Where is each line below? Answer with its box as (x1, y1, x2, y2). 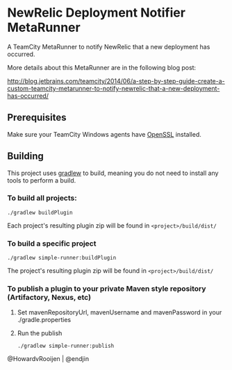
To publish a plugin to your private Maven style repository (7, 284, 206, 294)
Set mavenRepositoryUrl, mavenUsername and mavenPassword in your (17, 308, 222, 317)
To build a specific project (7, 238, 97, 248)
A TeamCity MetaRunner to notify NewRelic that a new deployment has (7, 42, 210, 51)
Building (7, 151, 44, 162)
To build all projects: (7, 193, 78, 203)
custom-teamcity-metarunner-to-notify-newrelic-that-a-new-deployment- (7, 84, 220, 92)
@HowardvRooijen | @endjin (7, 355, 89, 363)
